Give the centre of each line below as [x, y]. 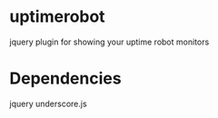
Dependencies [65, 79]
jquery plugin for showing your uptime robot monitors [109, 42]
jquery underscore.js [49, 103]
